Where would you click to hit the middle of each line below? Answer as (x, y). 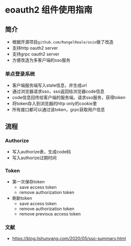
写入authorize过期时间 (34, 158)
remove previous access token (50, 214)
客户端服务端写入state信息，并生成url (49, 85)
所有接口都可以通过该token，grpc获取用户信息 (58, 110)
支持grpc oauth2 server (36, 54)
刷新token (22, 198)
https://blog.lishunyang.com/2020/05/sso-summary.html (69, 238)
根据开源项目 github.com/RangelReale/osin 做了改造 (63, 42)
